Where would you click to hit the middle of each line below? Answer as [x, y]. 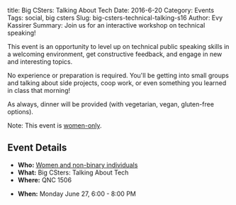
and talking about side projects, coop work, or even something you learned [117, 83]
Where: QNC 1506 [45, 179]
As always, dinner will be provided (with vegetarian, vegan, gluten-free [111, 104]
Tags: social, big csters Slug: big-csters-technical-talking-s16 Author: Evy [115, 18]
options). [21, 112]
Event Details [37, 148]
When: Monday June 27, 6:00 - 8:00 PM [77, 194]
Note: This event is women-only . [55, 126]
